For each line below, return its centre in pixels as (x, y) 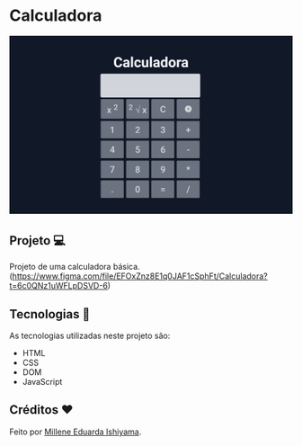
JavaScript (42, 382)
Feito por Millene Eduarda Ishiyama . (75, 432)
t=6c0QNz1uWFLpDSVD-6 (58, 286)
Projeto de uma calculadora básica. (75, 267)
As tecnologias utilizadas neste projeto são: (90, 336)
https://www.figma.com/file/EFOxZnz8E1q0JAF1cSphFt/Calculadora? (140, 276)
